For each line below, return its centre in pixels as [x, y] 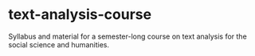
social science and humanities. [59, 44]
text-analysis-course [80, 15]
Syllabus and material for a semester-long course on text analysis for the [127, 36]
